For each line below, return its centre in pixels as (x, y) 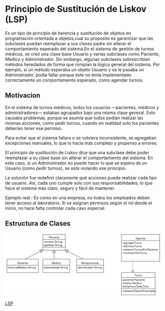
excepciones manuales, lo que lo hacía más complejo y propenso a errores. (82, 143)
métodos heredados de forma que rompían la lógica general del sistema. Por (82, 64)
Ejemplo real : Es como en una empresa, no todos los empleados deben (78, 198)
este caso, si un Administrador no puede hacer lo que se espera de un (76, 163)
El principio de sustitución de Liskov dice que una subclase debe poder (77, 152)
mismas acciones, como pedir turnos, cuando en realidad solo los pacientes (82, 123)
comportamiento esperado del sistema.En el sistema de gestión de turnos (80, 49)
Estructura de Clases (38, 224)
